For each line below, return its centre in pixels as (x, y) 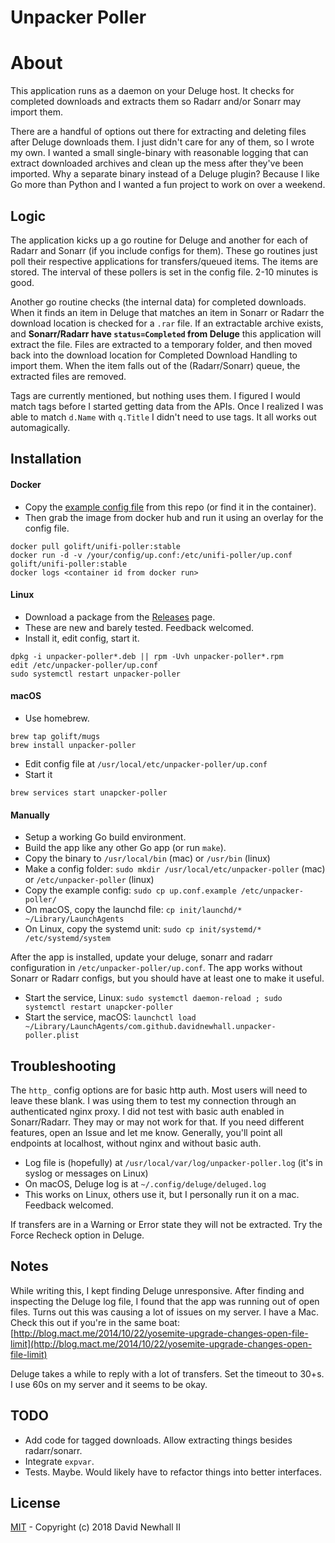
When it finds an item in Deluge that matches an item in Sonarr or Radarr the (167, 312)
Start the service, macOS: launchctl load (110, 1017)
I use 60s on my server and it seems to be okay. (109, 1384)
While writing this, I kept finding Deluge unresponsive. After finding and (157, 1290)
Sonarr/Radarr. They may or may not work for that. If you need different (157, 1122)
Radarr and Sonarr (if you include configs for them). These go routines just (164, 250)
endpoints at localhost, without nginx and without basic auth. (136, 1143)
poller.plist (52, 1036)
